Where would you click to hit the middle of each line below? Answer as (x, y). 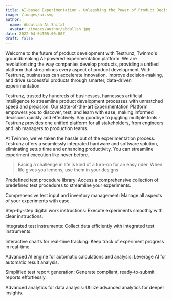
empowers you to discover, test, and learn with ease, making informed (79, 112)
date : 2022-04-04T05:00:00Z (35, 34)
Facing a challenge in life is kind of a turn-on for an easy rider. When (90, 164)
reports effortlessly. (26, 277)
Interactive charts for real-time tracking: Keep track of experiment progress (85, 241)
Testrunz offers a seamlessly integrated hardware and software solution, (82, 143)
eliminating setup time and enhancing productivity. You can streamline (79, 149)
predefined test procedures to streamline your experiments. (68, 185)
